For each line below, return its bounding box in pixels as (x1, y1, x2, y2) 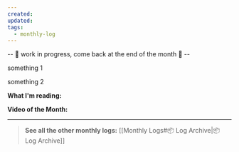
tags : (7, 24, 23, 31)
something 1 (7, 64, 43, 72)
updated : (7, 17, 33, 24)
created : (7, 10, 33, 18)
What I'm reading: (7, 91, 62, 100)
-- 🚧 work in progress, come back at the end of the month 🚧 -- (7, 50, 191, 59)
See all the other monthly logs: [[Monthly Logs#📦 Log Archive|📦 (24, 126, 221, 135)
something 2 (7, 78, 44, 86)
